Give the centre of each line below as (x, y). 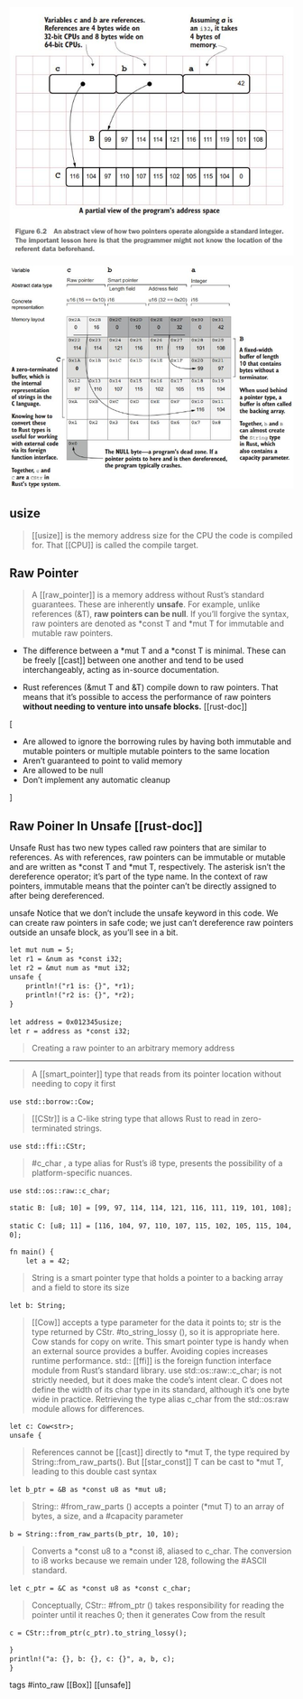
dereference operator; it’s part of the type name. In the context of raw (139, 877)
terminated (51, 1128)
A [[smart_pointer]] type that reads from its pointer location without (156, 1074)
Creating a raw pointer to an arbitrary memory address (133, 1048)
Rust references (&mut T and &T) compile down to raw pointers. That (150, 687)
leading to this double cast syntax (94, 1471)
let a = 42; (48, 1261)
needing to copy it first (73, 1084)
